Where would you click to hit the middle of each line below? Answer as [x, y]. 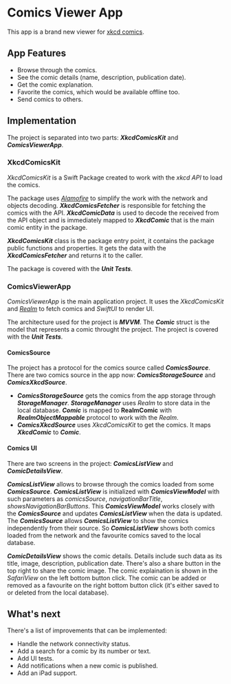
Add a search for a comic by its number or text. [84, 651]
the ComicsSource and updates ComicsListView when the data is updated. [115, 513]
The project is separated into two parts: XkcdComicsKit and [93, 137]
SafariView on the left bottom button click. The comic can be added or [107, 578]
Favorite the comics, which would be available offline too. [98, 92]
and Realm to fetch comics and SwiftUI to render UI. [81, 309]
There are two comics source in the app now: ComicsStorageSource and [111, 375]
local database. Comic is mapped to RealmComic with [94, 410]
